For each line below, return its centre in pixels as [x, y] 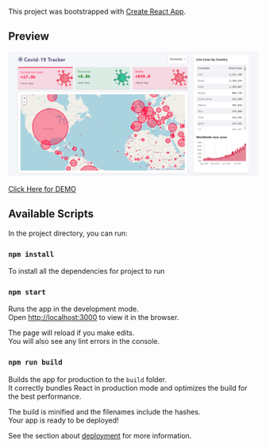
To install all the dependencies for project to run [87, 271]
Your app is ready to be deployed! [64, 420]
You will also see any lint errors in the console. [84, 341]
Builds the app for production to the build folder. [88, 379]
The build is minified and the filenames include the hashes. [104, 411]
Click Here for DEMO [42, 189]
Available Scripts [51, 214]
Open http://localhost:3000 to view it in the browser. [94, 317]
